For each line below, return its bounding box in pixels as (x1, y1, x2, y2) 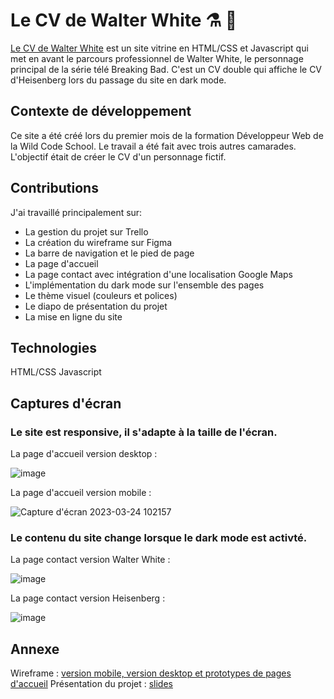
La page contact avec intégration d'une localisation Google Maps (24, 268, 293, 280)
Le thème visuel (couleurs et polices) (24, 289, 178, 301)
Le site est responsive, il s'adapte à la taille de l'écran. (10, 425, 278, 439)
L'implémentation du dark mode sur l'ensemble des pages (24, 279, 265, 291)
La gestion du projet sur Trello (24, 225, 149, 238)
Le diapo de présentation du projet (24, 300, 168, 312)
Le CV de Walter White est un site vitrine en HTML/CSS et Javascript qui (10, 42, 309, 54)
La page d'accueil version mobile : (10, 487, 152, 499)
